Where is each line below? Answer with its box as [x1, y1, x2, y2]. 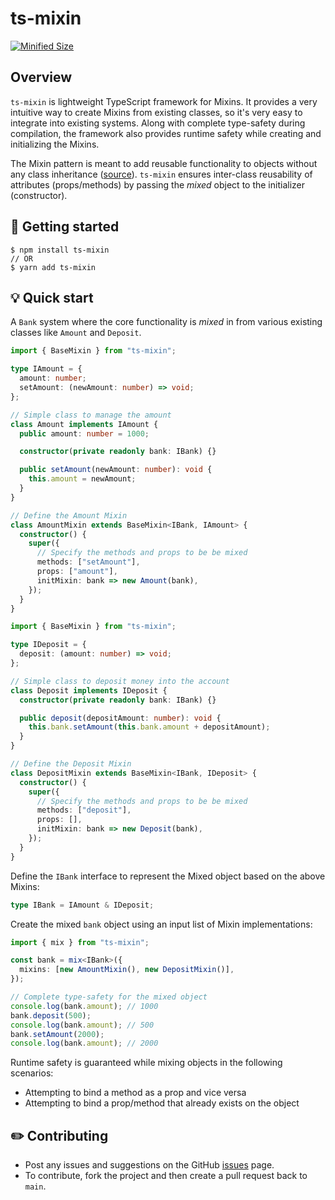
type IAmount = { [10, 364, 83, 374]
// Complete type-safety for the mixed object [10, 992, 208, 1002]
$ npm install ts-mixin [10, 245, 110, 255]
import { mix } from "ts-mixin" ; [10, 937, 150, 947]
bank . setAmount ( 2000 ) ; [10, 1029, 105, 1039]
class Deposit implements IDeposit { [10, 685, 168, 696]
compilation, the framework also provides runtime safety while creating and [10, 127, 322, 139]
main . [24, 1180, 47, 1192]
